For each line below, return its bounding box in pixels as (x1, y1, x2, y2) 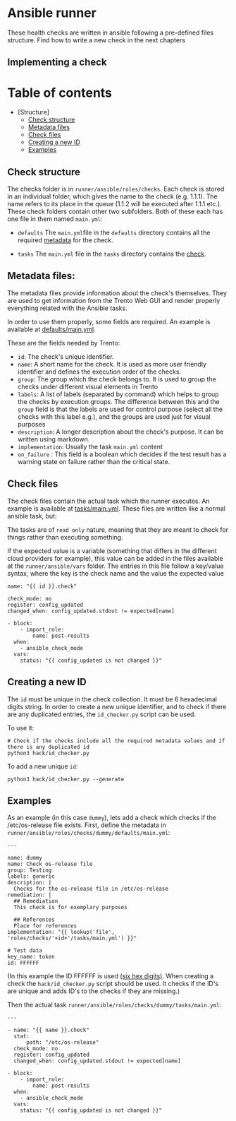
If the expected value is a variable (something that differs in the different (7, 546, 217, 555)
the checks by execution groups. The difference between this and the (17, 397, 220, 405)
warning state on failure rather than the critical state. (17, 457, 170, 465)
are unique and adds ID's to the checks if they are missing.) (7, 987, 180, 995)
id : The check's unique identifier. (17, 352, 114, 361)
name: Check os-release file (7, 860, 93, 868)
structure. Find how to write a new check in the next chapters (7, 35, 185, 44)
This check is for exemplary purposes (13, 904, 128, 911)
